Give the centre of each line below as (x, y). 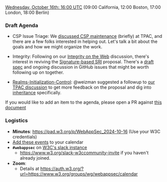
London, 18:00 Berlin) (27, 12)
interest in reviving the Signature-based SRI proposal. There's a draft (83, 62)
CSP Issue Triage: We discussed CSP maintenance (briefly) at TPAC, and (87, 36)
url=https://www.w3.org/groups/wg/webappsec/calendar (79, 174)
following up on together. (38, 72)
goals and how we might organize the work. (57, 47)
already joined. (35, 158)
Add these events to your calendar (48, 142)
